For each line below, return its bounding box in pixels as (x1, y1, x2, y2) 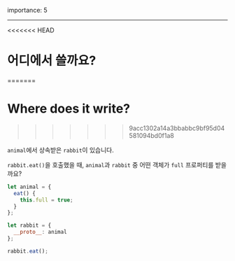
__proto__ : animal (13, 229, 68, 236)
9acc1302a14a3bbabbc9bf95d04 (129, 124, 225, 132)
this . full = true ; (20, 196, 73, 204)
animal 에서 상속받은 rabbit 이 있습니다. (7, 146, 114, 154)
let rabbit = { (7, 222, 52, 230)
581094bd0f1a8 (129, 131, 175, 139)
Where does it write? (7, 101, 131, 117)
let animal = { (7, 183, 52, 190)
